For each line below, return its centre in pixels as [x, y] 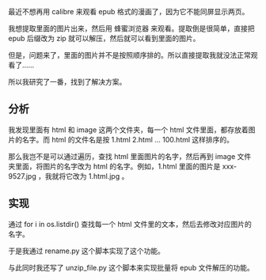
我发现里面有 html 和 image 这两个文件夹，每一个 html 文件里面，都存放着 [128, 130]
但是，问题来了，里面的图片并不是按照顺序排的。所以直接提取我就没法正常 [129, 55]
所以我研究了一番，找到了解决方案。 [67, 82]
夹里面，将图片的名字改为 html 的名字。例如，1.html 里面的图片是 [114, 166]
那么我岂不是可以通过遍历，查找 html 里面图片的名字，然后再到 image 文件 [130, 156]
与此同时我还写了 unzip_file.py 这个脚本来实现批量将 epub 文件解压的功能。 [131, 267]
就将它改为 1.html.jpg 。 [90, 176]
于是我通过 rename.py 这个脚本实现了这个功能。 [86, 251]
